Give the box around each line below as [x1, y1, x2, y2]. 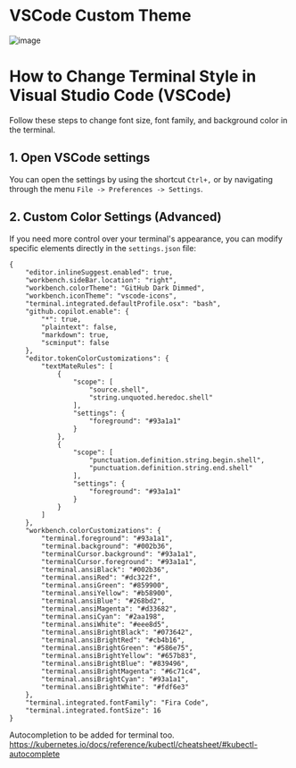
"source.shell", [88, 385, 150, 394]
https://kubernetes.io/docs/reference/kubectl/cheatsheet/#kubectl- [9, 738, 259, 749]
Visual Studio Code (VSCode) [9, 86, 232, 105]
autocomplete [9, 748, 61, 759]
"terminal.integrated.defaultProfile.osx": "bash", [25, 299, 221, 308]
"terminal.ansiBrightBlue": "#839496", [41, 659, 190, 668]
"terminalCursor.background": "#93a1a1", [41, 549, 198, 559]
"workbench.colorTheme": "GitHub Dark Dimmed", [25, 283, 205, 292]
